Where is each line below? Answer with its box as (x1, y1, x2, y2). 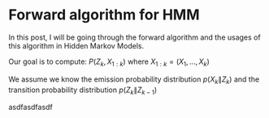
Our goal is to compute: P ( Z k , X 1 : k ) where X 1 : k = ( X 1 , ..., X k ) (8, 57, 210, 68)
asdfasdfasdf (8, 103, 53, 112)
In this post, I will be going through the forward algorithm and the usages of (8, 32, 262, 42)
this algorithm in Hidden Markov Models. (8, 40, 145, 50)
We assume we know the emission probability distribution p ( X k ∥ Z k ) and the (8, 74, 260, 86)
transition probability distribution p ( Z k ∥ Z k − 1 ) (8, 85, 158, 96)
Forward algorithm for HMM (8, 6, 201, 24)
